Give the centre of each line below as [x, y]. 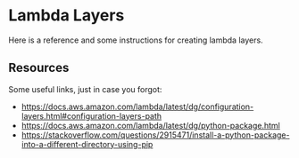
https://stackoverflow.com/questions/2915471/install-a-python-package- [155, 135]
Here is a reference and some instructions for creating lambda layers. [136, 40]
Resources [39, 68]
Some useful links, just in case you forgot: [85, 89]
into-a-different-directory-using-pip [87, 144]
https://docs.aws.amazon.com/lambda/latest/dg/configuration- [137, 107]
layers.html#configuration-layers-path [91, 115]
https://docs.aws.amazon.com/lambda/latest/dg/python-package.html [150, 125]
